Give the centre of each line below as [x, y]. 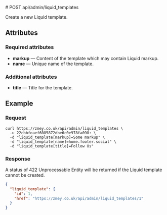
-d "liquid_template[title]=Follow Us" [52, 146]
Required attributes [30, 47]
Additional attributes [31, 77]
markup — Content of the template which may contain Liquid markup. [86, 58]
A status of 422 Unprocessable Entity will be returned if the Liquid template [84, 170]
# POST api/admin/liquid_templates [42, 7]
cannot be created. [25, 175]
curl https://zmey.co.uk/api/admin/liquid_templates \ [64, 128]
